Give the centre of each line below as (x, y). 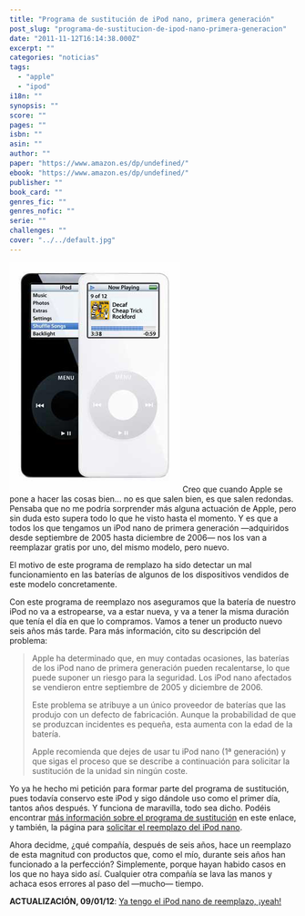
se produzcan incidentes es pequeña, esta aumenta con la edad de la (162, 724)
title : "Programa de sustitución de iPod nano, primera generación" (142, 19)
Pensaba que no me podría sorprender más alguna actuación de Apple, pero (153, 508)
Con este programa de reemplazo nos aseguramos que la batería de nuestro (152, 602)
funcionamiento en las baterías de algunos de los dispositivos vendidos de (149, 575)
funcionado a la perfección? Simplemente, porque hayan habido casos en (148, 864)
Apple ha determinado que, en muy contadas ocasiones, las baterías (160, 658)
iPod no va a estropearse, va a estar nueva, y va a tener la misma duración (149, 611)
